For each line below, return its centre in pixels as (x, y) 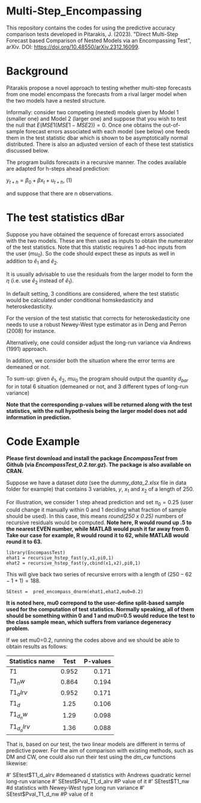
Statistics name (32, 661)
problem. (18, 629)
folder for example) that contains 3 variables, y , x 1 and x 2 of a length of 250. (100, 490)
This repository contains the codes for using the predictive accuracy (91, 28)
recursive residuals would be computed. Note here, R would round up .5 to (99, 523)
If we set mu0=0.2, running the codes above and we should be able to (93, 640)
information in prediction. (39, 417)
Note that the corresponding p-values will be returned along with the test (99, 405)
